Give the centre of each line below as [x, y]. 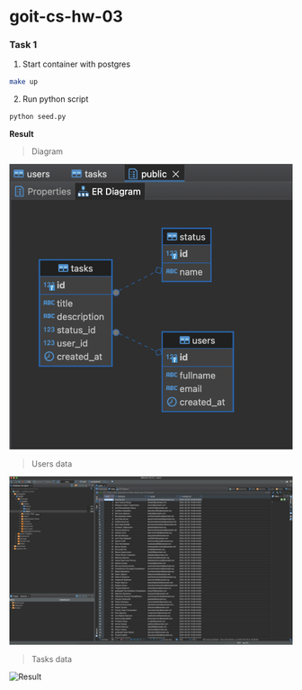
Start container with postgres [76, 64]
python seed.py [38, 117]
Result [22, 134]
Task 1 [23, 45]
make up [24, 82]
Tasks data [52, 658]
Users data [52, 463]
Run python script [55, 99]
